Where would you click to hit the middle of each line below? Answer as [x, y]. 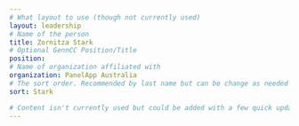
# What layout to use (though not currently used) [105, 17]
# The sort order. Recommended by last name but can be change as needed [149, 83]
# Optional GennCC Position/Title [73, 51]
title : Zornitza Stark [51, 42]
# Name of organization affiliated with [85, 67]
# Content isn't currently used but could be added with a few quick [141, 107]
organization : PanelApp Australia [73, 75]
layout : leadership [45, 26]
